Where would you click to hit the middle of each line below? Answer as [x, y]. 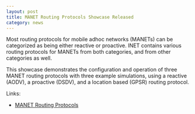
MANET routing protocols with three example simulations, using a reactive [97, 76]
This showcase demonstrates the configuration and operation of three [92, 70]
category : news [25, 22]
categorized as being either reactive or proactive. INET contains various [94, 45]
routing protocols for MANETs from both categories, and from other [89, 52]
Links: [13, 94]
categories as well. [29, 58]
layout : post [22, 12]
